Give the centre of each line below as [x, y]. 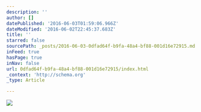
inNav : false [23, 63]
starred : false [26, 40]
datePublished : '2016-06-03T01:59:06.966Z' [63, 23]
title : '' [19, 35]
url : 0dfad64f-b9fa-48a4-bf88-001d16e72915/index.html [78, 69]
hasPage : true [24, 58]
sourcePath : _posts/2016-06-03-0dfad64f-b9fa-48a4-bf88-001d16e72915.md [101, 47]
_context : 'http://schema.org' [46, 75]
